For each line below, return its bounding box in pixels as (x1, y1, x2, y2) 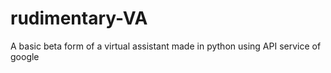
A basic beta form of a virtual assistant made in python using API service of (10, 40, 322, 52)
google (10, 50, 40, 62)
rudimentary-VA (10, 7, 148, 30)
